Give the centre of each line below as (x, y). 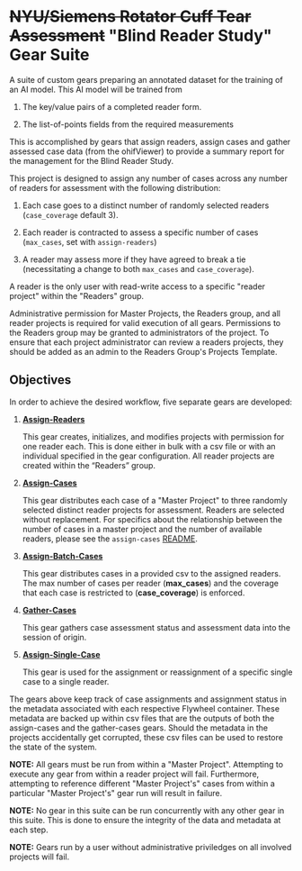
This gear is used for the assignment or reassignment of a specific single (157, 672)
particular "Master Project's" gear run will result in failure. (116, 793)
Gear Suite (49, 55)
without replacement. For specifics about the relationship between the (152, 519)
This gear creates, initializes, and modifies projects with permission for (153, 436)
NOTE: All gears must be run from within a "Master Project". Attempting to (147, 764)
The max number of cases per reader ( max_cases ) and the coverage (150, 583)
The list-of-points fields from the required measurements (128, 124)
